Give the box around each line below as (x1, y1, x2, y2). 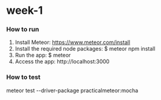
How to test (6, 73, 41, 81)
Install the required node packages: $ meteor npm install (14, 45, 156, 52)
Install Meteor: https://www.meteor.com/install (14, 39, 131, 46)
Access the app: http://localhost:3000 (14, 58, 110, 65)
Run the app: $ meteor (14, 52, 71, 59)
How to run (6, 25, 39, 34)
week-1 (6, 4, 43, 17)
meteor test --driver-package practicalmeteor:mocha (6, 87, 139, 94)
